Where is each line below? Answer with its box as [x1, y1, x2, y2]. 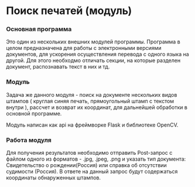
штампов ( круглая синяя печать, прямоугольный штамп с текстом [6, 97, 175, 104]
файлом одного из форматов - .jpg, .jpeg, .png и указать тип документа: [6, 155, 186, 162]
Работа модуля [6, 136, 52, 144]
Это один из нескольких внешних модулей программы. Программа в [6, 38, 180, 45]
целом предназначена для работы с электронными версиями [6, 45, 162, 52]
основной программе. [6, 110, 62, 117]
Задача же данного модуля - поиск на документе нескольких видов [6, 91, 177, 98]
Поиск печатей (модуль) [6, 4, 132, 18]
